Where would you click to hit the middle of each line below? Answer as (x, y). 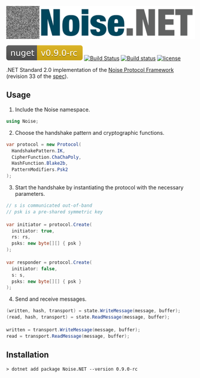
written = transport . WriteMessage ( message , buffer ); (73, 329)
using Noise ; (22, 121)
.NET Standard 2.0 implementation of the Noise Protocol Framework (90, 70)
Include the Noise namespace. (52, 109)
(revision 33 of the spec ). (37, 76)
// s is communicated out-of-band (49, 206)
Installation (28, 355)
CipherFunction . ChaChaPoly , (47, 157)
